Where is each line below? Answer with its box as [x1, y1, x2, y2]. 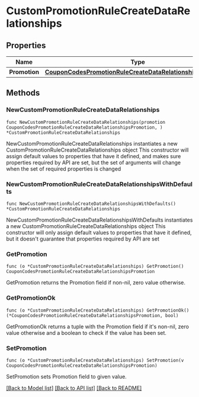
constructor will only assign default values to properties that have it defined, [6, 229, 192, 236]
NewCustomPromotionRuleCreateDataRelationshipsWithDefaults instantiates [6, 216, 193, 223]
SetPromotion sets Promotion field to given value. [6, 373, 127, 380]
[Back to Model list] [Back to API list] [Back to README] [6, 384, 142, 392]
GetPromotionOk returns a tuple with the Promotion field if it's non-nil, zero [6, 323, 190, 330]
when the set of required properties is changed [6, 165, 121, 172]
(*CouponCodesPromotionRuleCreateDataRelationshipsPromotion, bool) [6, 312, 179, 318]
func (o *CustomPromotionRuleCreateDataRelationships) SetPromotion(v [6, 357, 184, 363]
